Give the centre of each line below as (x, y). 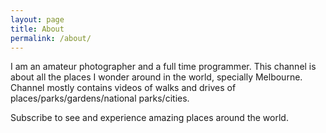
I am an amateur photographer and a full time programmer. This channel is (163, 67)
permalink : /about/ (51, 38)
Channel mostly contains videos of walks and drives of (123, 88)
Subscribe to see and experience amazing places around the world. (149, 118)
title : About (37, 29)
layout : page (37, 19)
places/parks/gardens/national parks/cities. (100, 98)
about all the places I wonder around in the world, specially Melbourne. (156, 77)
